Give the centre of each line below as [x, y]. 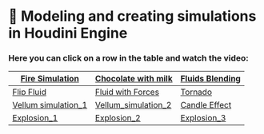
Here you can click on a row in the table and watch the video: [129, 58]
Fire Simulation [50, 79]
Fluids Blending [211, 79]
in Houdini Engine [68, 33]
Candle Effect [206, 105]
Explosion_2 [118, 118]
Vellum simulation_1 [50, 105]
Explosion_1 [35, 118]
